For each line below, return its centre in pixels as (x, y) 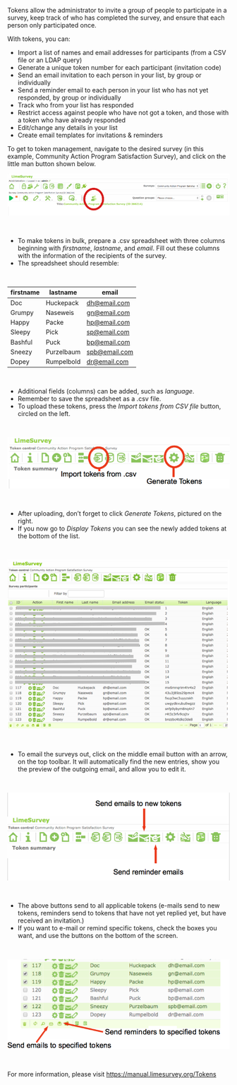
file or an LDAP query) (50, 60)
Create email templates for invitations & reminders (90, 135)
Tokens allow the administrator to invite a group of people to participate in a (117, 10)
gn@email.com (108, 312)
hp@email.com (108, 322)
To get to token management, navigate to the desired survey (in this (106, 149)
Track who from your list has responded (75, 105)
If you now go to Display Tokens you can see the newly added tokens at (122, 528)
